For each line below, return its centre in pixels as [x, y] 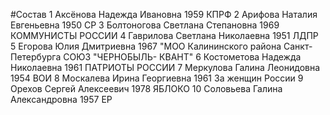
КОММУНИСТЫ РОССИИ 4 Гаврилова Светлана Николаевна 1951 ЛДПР [164, 35]
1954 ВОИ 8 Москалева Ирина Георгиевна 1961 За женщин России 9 [157, 78]
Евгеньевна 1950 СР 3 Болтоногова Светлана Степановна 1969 [145, 25]
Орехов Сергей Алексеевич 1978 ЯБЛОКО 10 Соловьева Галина [146, 88]
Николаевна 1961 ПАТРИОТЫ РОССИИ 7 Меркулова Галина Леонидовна [165, 67]
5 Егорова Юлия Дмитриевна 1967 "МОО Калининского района [146, 46]
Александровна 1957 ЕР [61, 99]
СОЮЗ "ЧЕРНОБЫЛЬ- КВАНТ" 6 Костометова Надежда [182, 57]
